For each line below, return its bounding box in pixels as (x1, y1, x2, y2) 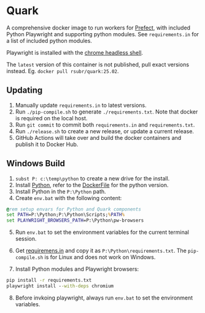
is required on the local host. (15, 114, 88, 122)
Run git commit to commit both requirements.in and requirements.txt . (15, 121, 195, 128)
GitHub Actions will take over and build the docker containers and (15, 134, 182, 141)
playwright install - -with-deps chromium (6, 283, 114, 289)
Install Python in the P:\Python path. (15, 188, 106, 195)
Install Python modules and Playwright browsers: (15, 265, 139, 273)
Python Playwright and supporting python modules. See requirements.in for (6, 30, 199, 37)
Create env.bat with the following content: (15, 194, 122, 201)
